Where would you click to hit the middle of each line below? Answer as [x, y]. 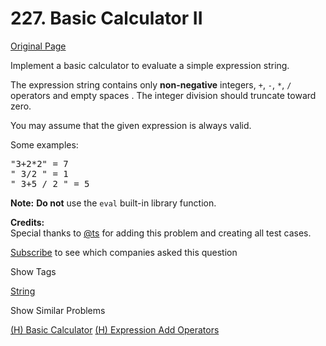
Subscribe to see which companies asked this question [124, 252]
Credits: [27, 222]
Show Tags [33, 271]
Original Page [38, 46]
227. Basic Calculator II [106, 18]
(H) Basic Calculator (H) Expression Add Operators [115, 329]
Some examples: [44, 144]
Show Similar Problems [58, 310]
